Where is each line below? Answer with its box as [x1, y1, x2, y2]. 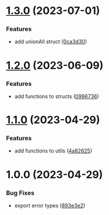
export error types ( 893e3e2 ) [14, 202, 86, 209]
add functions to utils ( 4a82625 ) [14, 147, 93, 154]
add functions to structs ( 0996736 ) [14, 92, 99, 100]
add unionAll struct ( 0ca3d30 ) [14, 38, 87, 45]
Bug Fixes [6, 189, 35, 197]
